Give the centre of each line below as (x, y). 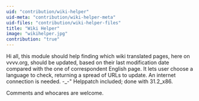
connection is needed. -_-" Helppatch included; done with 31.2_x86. (90, 81)
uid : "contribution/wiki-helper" (48, 12)
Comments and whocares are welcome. (55, 93)
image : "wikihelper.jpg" (37, 34)
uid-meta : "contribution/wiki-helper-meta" (61, 17)
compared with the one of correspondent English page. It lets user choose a (100, 69)
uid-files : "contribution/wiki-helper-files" (63, 23)
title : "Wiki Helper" (33, 28)
